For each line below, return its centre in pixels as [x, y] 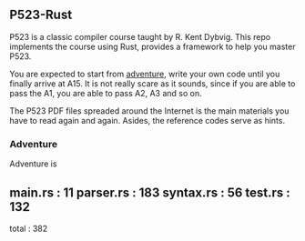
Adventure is [33, 164]
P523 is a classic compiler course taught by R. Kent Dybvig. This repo [140, 36]
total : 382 [29, 228]
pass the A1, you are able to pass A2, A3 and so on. [106, 93]
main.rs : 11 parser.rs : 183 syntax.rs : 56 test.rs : [150, 192]
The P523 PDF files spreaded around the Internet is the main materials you [149, 110]
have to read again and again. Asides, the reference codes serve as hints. [147, 120]
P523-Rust [41, 15]
